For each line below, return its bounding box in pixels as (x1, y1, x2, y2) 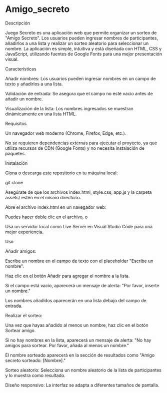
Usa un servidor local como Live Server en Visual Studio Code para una (5, 223, 153, 229)
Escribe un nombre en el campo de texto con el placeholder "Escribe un (5, 258, 153, 264)
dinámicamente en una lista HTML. (5, 111, 77, 117)
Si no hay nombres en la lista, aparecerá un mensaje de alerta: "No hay (5, 337, 151, 343)
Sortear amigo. (5, 327, 36, 333)
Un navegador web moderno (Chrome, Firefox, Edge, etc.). (5, 130, 126, 136)
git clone (5, 179, 23, 185)
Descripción (5, 20, 30, 26)
